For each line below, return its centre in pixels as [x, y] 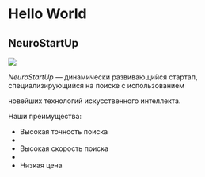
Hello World [47, 14]
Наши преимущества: [45, 116]
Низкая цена [41, 165]
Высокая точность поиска [64, 131]
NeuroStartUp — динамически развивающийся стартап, [103, 77]
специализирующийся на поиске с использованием [96, 85]
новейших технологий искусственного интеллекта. [95, 101]
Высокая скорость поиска [64, 148]
